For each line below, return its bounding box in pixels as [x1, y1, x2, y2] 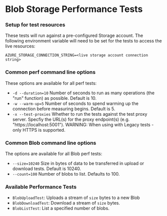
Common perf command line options [5, 69, 96, 76]
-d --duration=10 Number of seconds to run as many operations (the [12, 90, 155, 96]
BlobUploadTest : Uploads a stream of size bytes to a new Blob [12, 195, 140, 201]
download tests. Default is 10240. [12, 166, 81, 172]
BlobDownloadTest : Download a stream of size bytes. [12, 200, 121, 206]
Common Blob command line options [5, 139, 96, 146]
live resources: [5, 43, 36, 49]
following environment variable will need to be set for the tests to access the [5, 38, 162, 44]
